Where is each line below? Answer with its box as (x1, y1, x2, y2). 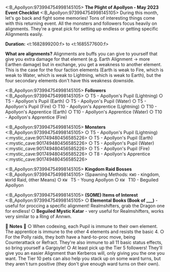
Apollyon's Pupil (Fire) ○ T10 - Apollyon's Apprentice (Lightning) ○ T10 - (5, 104, 157, 109)
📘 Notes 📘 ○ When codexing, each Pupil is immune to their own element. (5, 223, 158, 229)
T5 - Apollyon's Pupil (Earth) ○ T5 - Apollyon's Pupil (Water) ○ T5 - (5, 98, 147, 104)
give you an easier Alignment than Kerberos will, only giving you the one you (5, 250, 165, 256)
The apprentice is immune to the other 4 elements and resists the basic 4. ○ (5, 229, 164, 235)
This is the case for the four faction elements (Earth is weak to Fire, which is (5, 67, 163, 73)
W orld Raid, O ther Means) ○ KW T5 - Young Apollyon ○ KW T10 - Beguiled (5, 177, 158, 183)
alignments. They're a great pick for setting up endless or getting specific (5, 26, 158, 32)
